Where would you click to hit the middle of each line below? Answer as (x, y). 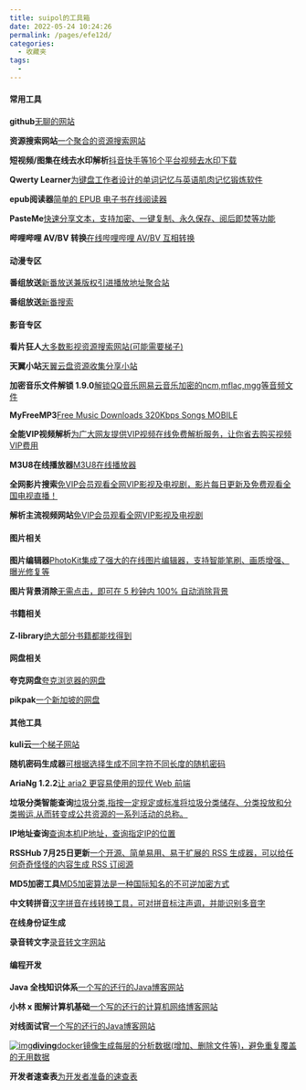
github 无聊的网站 (42, 122)
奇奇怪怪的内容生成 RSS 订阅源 (75, 864)
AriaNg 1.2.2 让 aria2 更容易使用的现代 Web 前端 (100, 784)
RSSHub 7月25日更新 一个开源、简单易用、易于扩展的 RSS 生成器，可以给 (148, 853)
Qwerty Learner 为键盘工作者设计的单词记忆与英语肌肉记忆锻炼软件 (136, 180)
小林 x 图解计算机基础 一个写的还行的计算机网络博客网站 (114, 1006)
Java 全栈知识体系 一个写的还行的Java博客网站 (97, 987)
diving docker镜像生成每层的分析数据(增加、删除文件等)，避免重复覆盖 (164, 1045)
